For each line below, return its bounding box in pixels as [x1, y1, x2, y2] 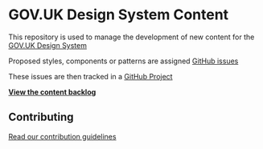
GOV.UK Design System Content [8, 6, 229, 24]
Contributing [8, 111, 74, 124]
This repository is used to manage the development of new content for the [8, 32, 255, 42]
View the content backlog [8, 87, 97, 97]
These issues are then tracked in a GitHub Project [8, 71, 173, 81]
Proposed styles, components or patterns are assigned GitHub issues [8, 56, 239, 66]
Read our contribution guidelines [8, 131, 117, 141]
